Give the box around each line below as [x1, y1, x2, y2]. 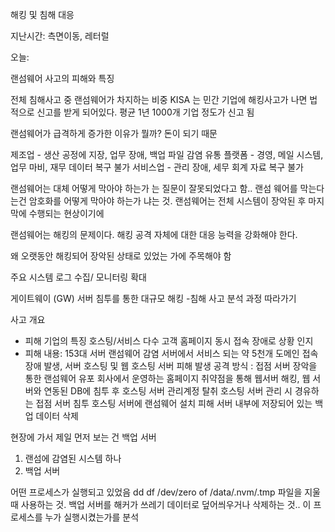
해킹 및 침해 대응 [10, 9, 75, 20]
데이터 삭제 [35, 410, 79, 422]
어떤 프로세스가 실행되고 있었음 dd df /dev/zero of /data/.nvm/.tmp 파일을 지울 [10, 486, 321, 498]
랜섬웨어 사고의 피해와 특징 [10, 73, 115, 84]
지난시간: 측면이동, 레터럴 [10, 30, 110, 42]
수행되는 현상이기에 [28, 208, 105, 219]
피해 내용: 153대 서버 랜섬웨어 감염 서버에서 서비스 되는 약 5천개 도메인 [24, 348, 300, 359]
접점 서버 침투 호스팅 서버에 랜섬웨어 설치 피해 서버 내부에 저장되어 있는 [35, 398, 313, 409]
